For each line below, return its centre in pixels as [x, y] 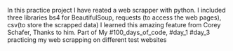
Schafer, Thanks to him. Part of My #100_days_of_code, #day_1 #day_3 [109, 32]
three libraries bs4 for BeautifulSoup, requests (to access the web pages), [114, 17]
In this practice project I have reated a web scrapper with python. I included [116, 10]
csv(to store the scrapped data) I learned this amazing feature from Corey [114, 25]
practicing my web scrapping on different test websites [87, 40]
